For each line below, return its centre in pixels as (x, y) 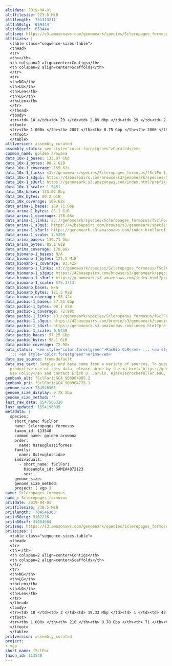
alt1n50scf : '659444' (28, 29)
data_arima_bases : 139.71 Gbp (38, 240)
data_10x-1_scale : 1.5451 (33, 187)
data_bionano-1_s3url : (29, 278)
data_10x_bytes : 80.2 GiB (33, 196)
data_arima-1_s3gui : (27, 225)
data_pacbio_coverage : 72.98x (38, 345)
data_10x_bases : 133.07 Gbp (35, 192)
